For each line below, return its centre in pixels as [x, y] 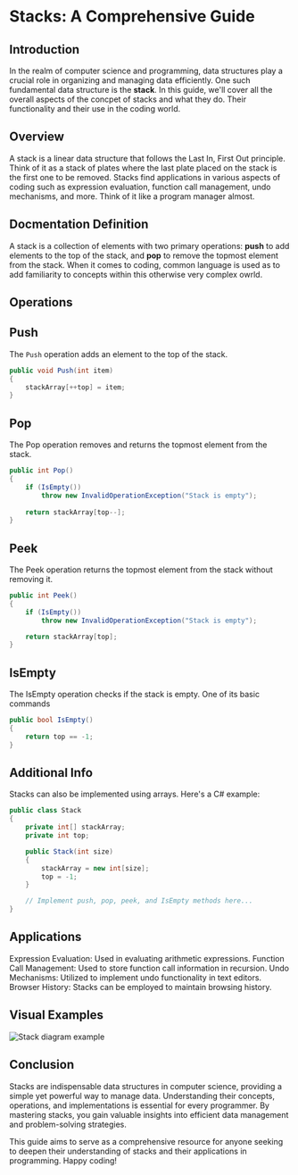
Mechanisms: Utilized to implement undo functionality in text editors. [135, 977]
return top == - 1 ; [59, 737]
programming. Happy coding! [63, 1160]
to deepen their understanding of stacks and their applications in [128, 1151]
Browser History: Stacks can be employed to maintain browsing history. [141, 987]
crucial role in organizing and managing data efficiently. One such [130, 80]
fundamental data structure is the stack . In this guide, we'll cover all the [141, 90]
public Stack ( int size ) [70, 851]
